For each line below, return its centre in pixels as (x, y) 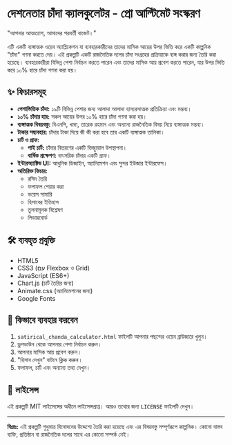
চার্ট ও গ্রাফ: (28, 139)
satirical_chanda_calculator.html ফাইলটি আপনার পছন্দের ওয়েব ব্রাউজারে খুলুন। (113, 337)
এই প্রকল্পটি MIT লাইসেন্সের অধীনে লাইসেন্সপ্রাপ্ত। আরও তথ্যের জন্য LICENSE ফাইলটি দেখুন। (101, 406)
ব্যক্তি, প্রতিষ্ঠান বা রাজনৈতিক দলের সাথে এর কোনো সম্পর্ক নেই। (69, 435)
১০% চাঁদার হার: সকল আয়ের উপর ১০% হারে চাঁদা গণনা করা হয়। (82, 117)
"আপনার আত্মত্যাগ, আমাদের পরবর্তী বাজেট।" (52, 32)
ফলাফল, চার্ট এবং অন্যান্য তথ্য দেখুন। (54, 368)
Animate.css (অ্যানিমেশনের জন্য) (55, 290)
